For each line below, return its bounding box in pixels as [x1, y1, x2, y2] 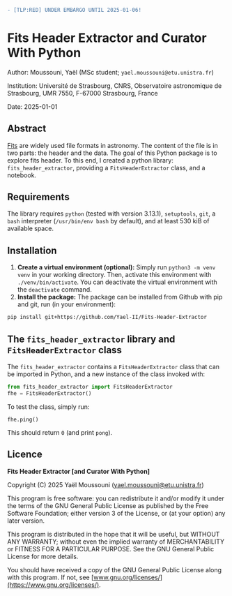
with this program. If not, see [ [7, 573, 94, 581]
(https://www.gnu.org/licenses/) [7, 580, 100, 589]
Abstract [7, 123, 47, 135]
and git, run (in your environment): [17, 300, 116, 308]
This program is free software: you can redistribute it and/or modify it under [7, 494, 224, 502]
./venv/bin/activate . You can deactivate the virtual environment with [17, 278, 217, 286]
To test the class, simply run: [7, 402, 90, 411]
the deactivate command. [17, 285, 92, 294]
